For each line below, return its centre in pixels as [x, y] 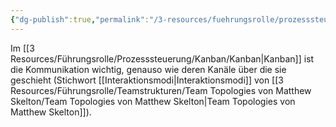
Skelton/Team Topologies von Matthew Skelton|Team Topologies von [153, 101]
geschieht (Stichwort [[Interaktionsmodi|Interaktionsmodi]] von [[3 [147, 80]
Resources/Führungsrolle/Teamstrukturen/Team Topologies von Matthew [161, 90]
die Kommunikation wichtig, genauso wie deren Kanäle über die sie [148, 69]
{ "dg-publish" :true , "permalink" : [80, 19]
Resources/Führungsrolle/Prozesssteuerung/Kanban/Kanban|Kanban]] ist [162, 58]
